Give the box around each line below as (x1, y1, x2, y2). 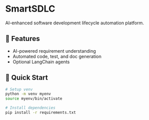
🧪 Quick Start (5, 73, 48, 82)
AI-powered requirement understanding (12, 48, 96, 54)
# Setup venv (5, 87, 33, 92)
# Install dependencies (5, 105, 56, 110)
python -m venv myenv (5, 92, 51, 97)
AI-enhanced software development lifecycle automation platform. (5, 20, 144, 26)
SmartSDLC (5, 3, 55, 15)
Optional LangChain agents (12, 59, 70, 65)
